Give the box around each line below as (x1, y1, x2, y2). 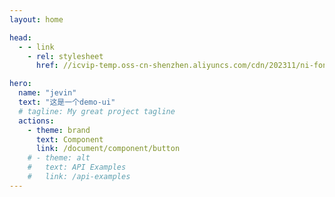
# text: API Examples (27, 162, 127, 173)
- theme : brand (27, 125, 91, 135)
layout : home (9, 14, 64, 25)
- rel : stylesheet (27, 51, 104, 61)
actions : (18, 116, 55, 126)
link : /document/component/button (35, 144, 181, 154)
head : (9, 32, 32, 43)
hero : (9, 79, 32, 89)
